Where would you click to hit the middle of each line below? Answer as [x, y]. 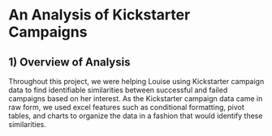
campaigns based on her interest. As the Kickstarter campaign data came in [136, 98]
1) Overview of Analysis [69, 62]
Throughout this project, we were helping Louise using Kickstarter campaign [136, 81]
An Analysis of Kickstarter [99, 15]
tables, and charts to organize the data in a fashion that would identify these [136, 116]
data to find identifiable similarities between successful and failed [118, 90]
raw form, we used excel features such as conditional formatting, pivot [127, 107]
